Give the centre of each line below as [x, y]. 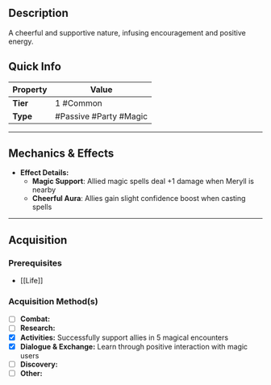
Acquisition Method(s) [53, 302]
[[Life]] [31, 281]
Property [30, 90]
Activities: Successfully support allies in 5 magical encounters [124, 337]
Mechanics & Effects [61, 154]
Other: [31, 373]
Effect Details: [44, 173]
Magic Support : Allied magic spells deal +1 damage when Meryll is [143, 182]
